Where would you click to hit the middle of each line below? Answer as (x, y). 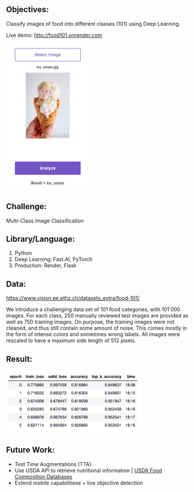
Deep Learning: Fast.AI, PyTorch (53, 259)
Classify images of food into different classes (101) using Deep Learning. (93, 23)
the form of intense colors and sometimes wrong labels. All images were (93, 334)
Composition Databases (43, 476)
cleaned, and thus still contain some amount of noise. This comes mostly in (97, 328)
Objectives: (27, 10)
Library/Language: (41, 239)
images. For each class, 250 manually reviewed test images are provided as (97, 316)
